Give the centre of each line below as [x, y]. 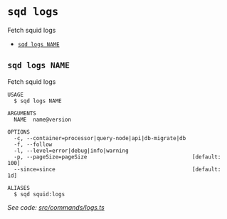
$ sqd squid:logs [39, 194]
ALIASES [19, 188]
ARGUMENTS [22, 113]
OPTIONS [19, 132]
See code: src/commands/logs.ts [56, 207]
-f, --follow [33, 144]
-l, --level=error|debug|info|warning [72, 151]
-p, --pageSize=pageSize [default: [117, 157]
